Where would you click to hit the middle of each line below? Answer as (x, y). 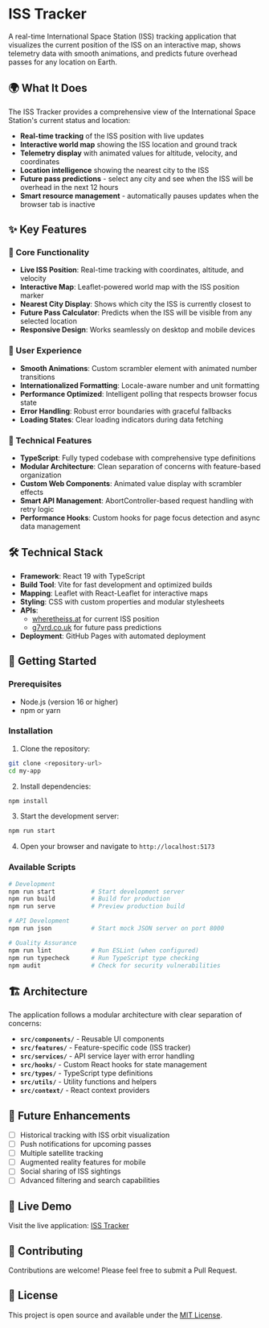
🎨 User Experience (45, 351)
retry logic (37, 509)
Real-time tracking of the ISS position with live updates (112, 136)
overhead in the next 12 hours (69, 187)
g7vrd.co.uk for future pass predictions (97, 627)
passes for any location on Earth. (63, 62)
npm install (28, 801)
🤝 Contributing (46, 1251)
